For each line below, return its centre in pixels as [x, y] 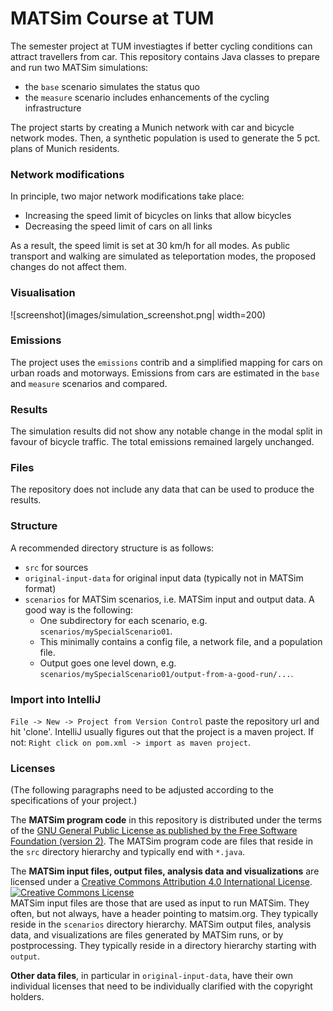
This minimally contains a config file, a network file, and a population [181, 641]
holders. [27, 997]
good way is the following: [79, 609]
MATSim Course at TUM [112, 18]
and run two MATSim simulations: [79, 67]
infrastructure [53, 108]
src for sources [56, 567]
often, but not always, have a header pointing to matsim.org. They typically [164, 914]
